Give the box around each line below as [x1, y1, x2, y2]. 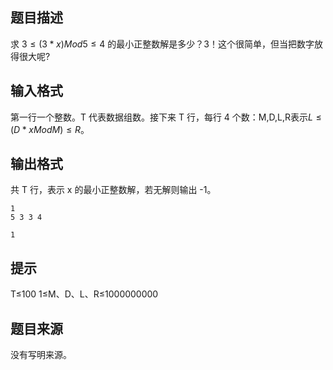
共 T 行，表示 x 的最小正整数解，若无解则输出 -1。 [10, 184, 217, 196]
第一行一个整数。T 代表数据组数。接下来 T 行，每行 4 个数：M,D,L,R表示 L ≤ [10, 111, 322, 123]
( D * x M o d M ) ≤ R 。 [10, 123, 90, 135]
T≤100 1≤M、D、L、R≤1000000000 [10, 288, 159, 300]
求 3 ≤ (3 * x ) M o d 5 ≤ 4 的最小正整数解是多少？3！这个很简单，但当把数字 [10, 38, 315, 50]
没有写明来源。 [10, 349, 72, 361]
